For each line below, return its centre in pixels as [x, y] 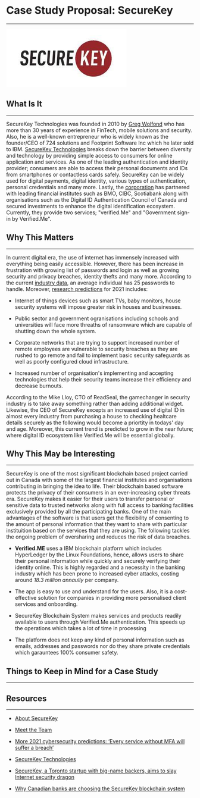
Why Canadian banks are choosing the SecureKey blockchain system [100, 788]
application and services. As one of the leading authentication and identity [97, 162]
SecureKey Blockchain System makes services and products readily [98, 616]
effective [26, 598]
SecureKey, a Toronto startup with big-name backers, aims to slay [96, 771]
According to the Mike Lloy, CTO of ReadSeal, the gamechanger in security [98, 397]
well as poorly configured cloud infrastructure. [72, 361]
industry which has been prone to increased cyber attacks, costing [97, 574]
